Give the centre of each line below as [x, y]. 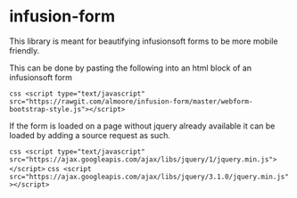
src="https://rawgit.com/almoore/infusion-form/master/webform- [131, 101]
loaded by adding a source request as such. [90, 135]
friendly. [25, 50]
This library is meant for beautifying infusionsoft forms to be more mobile [144, 41]
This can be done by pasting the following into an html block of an [131, 68]
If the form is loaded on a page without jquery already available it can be [142, 126]
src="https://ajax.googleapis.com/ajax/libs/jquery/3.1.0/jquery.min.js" [149, 177]
